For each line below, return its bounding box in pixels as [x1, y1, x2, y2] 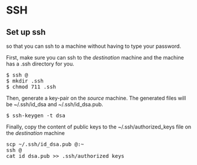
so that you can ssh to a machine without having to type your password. [6, 42, 182, 49]
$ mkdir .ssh [6, 78, 44, 84]
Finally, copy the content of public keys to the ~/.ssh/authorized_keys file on [6, 123, 192, 130]
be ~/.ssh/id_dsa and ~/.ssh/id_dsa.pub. [6, 101, 103, 108]
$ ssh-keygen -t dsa [6, 113, 66, 118]
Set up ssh [6, 27, 46, 37]
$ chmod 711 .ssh [6, 84, 56, 90]
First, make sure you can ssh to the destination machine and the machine [6, 54, 184, 61]
